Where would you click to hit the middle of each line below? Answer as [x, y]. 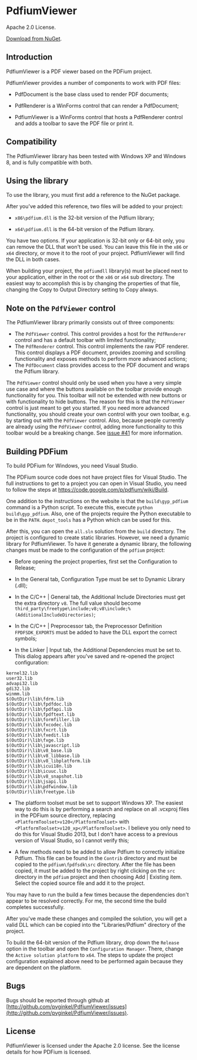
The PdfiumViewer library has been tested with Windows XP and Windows [96, 156]
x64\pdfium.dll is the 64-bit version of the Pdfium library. [84, 229]
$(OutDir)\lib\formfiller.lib [43, 720]
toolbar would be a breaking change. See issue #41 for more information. [94, 433]
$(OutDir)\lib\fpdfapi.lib [39, 709]
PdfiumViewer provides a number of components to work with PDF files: [94, 83]
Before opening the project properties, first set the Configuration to [96, 562]
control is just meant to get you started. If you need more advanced [88, 408]
